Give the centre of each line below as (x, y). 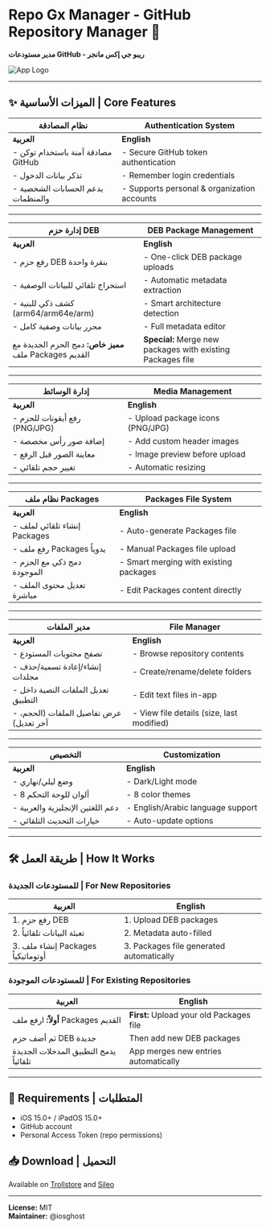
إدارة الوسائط (66, 391)
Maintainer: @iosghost (47, 1216)
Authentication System (190, 125)
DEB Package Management (200, 230)
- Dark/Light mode (162, 781)
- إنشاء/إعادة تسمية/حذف (57, 666)
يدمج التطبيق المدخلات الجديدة (64, 1051)
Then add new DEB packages (185, 1038)
